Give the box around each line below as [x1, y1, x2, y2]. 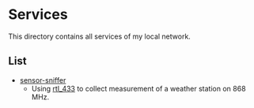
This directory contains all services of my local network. [8, 32, 191, 41]
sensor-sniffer [19, 75, 66, 84]
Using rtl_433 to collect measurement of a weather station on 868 [31, 84, 247, 93]
